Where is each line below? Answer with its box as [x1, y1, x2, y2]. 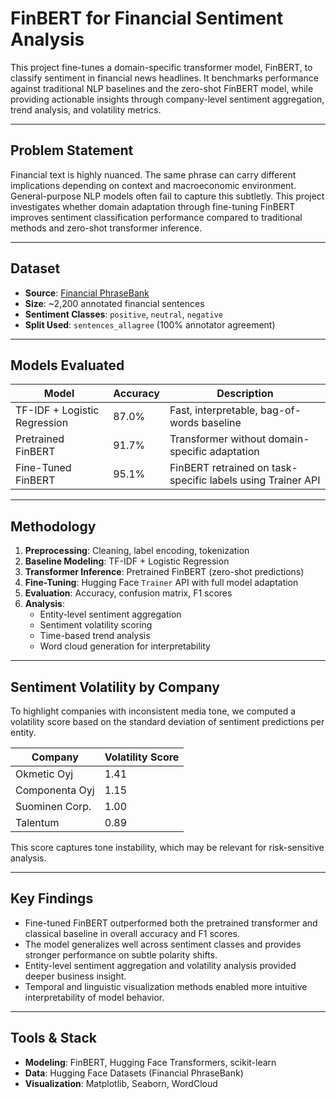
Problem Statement [10, 142, 134, 159]
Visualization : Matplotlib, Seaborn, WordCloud [24, 1077, 218, 1089]
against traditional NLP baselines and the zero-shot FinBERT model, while [10, 82, 314, 94]
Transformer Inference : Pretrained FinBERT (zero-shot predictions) [24, 566, 305, 578]
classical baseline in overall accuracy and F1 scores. [24, 927, 240, 939]
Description [216, 387, 274, 401]
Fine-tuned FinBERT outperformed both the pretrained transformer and [24, 917, 318, 929]
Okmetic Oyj [15, 767, 74, 781]
